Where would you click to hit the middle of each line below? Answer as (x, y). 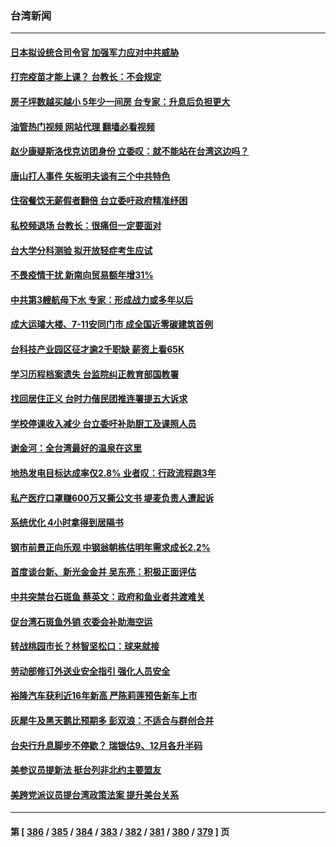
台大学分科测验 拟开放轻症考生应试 (81, 250)
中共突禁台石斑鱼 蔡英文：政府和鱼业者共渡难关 (108, 596)
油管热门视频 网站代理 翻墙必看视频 (82, 126)
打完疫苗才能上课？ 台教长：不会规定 (86, 77)
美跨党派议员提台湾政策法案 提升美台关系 (95, 794)
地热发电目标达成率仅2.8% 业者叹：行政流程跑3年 (113, 473)
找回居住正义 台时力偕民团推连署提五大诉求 (99, 399)
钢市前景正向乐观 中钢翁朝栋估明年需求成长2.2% (110, 547)
